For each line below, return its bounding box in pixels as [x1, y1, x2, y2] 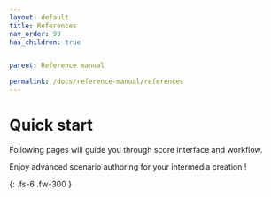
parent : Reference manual [9, 61, 105, 71]
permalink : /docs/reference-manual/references [9, 77, 184, 87]
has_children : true [9, 37, 81, 47]
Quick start [9, 116, 93, 135]
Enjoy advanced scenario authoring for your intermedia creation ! [9, 161, 247, 172]
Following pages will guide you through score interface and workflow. [9, 144, 263, 155]
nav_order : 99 [9, 29, 62, 38]
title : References [9, 21, 77, 30]
